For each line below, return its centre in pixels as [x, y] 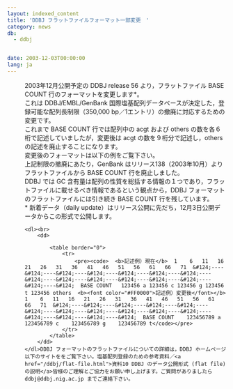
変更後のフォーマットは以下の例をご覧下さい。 [91, 155]
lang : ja [20, 65]
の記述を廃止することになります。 [73, 146]
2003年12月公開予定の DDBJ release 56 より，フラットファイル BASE [124, 85]
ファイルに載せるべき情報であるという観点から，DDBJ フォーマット [128, 190]
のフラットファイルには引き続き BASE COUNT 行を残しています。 [119, 199]
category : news [29, 26]
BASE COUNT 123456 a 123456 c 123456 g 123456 [152, 285]
